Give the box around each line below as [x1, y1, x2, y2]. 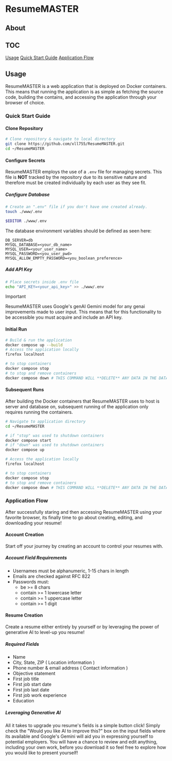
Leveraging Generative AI [5, 709, 61, 715]
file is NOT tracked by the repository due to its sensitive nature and [5, 174, 147, 180]
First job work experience [12, 692, 67, 698]
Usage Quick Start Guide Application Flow [5, 55, 94, 61]
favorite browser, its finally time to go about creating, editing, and [5, 514, 143, 520]
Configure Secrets [5, 157, 46, 164]
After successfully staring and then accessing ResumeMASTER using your [5, 509, 162, 515]
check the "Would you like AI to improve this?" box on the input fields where [5, 728, 166, 734]
